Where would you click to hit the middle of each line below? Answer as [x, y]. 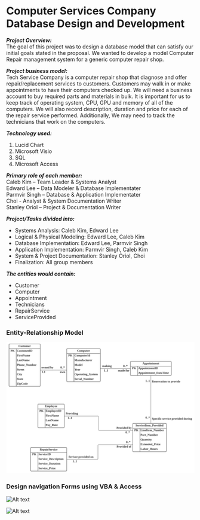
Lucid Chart [29, 145]
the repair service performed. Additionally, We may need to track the [90, 115]
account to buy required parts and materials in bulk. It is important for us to [99, 96]
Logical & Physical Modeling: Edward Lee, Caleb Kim [80, 237]
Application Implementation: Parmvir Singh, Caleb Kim [81, 249]
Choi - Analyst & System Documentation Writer [64, 201]
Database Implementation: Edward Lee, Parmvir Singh [81, 243]
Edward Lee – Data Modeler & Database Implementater [74, 188]
